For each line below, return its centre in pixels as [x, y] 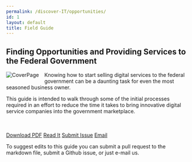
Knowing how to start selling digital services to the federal [114, 75]
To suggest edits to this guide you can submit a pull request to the [86, 147]
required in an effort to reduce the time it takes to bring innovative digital [94, 105]
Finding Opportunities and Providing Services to [96, 51]
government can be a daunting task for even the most [109, 81]
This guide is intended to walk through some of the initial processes [88, 99]
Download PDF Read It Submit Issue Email [57, 135]
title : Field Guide [30, 28]
